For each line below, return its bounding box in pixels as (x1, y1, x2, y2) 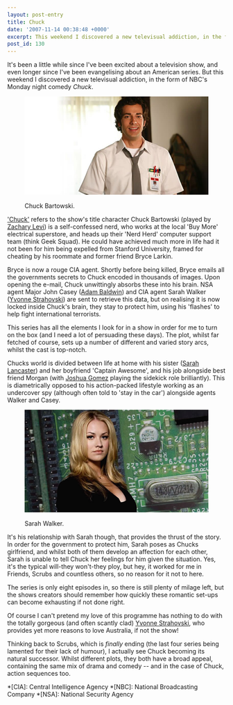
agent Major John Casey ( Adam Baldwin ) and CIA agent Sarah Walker (7, 288, 207, 296)
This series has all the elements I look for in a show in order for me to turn (7, 323, 218, 332)
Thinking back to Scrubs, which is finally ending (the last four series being (7, 640, 220, 648)
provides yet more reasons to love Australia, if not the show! (7, 626, 179, 634)
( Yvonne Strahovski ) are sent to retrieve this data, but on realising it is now (7, 295, 221, 304)
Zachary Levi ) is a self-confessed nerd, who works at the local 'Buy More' (7, 222, 218, 231)
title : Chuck (7, 18, 45, 26)
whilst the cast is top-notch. (7, 346, 87, 354)
